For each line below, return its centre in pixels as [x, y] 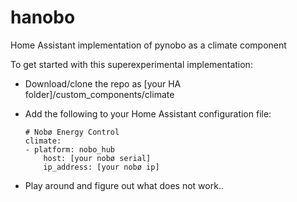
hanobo [43, 17]
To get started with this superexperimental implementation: [131, 64]
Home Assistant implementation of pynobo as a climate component [148, 45]
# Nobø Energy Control [72, 132]
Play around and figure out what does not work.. [124, 185]
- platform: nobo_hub [69, 149]
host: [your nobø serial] [97, 158]
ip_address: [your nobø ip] [101, 167]
